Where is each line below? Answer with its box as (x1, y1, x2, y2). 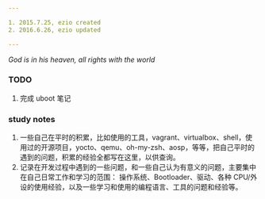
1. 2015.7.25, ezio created (8, 18, 102, 26)
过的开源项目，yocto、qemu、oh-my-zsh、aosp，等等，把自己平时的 (26, 143, 255, 152)
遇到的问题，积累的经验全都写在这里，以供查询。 (19, 152, 180, 163)
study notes (8, 113, 56, 124)
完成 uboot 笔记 (19, 93, 71, 103)
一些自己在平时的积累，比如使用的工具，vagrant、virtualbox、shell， (19, 132, 246, 143)
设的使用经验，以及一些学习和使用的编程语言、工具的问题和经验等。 (19, 182, 243, 192)
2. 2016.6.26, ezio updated (8, 25, 102, 34)
